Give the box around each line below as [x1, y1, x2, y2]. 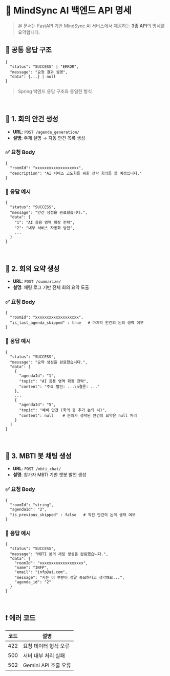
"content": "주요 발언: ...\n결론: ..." [18, 384, 100, 389]
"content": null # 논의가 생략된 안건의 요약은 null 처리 [18, 413, 137, 418]
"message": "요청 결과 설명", [10, 69, 68, 75]
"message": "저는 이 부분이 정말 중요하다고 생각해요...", [14, 575, 125, 580]
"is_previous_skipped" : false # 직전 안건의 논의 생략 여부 [10, 512, 136, 517]
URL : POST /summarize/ [12, 278, 61, 284]
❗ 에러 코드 [5, 614, 36, 623]
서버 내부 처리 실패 [23, 652, 65, 659]
